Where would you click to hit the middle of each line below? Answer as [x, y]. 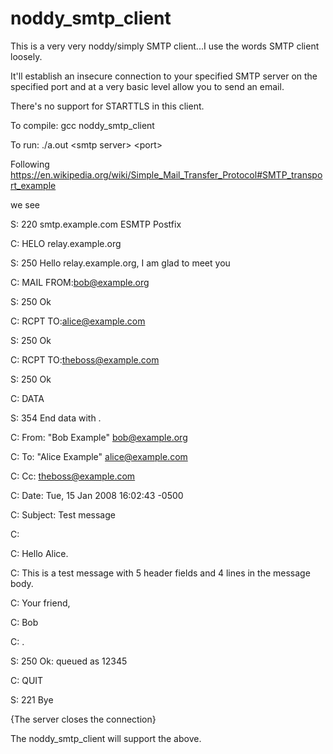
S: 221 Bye [32, 699]
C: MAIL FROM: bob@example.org [80, 282]
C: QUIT [27, 680]
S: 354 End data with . [56, 418]
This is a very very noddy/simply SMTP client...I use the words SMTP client [165, 46]
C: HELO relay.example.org [66, 243]
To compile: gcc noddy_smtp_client [82, 125]
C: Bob [24, 622]
